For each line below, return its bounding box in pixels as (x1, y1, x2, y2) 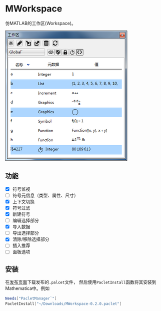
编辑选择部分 (12, 217, 39, 223)
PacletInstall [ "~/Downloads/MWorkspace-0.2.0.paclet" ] (5, 301, 122, 306)
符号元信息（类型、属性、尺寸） (12, 192, 78, 198)
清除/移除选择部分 (12, 236, 49, 242)
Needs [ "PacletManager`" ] (5, 296, 57, 301)
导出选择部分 (12, 230, 39, 236)
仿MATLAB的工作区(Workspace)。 (5, 20, 76, 26)
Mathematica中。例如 (5, 285, 50, 291)
